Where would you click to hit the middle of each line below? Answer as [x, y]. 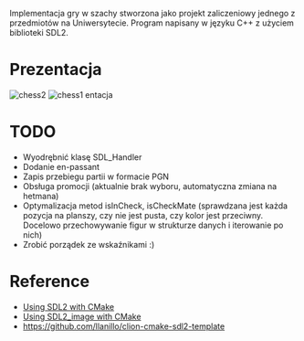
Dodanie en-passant [61, 166]
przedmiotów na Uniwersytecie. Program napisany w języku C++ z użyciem [152, 23]
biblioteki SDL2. [39, 32]
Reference [49, 282]
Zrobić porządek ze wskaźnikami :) [89, 244]
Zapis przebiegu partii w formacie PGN [96, 176]
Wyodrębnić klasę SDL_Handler [82, 157]
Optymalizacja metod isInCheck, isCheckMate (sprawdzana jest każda [155, 206]
